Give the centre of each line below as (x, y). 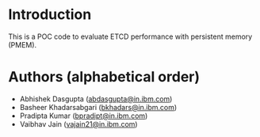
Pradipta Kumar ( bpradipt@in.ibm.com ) (84, 116)
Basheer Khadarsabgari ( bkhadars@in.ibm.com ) (98, 107)
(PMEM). (23, 44)
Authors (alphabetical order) (104, 77)
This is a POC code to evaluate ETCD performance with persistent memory (130, 36)
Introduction (50, 15)
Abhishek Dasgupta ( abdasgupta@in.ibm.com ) (96, 99)
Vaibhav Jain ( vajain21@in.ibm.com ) (78, 124)
